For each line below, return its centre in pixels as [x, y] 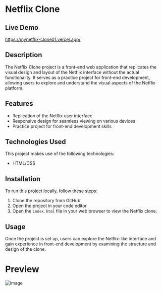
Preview [22, 269]
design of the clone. [26, 249]
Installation [23, 179]
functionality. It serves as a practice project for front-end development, [78, 77]
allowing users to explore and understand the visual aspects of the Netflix [80, 82]
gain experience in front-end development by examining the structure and [81, 244]
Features [19, 104]
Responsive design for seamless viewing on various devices [74, 121]
